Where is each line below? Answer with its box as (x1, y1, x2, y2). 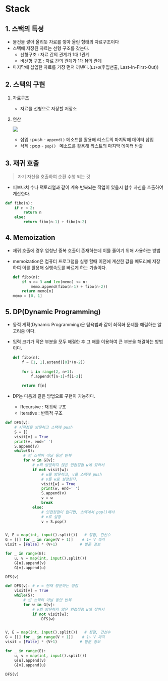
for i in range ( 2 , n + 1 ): (22, 369, 74, 374)
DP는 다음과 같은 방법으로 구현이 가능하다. (12, 393, 96, 399)
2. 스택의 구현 (5, 80, 45, 89)
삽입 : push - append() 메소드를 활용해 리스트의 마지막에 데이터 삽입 (20, 136, 154, 142)
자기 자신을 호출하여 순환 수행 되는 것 (17, 173, 91, 180)
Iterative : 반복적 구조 (20, 410, 63, 416)
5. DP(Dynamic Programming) (5, 307, 101, 316)
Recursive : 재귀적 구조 (20, 404, 67, 410)
